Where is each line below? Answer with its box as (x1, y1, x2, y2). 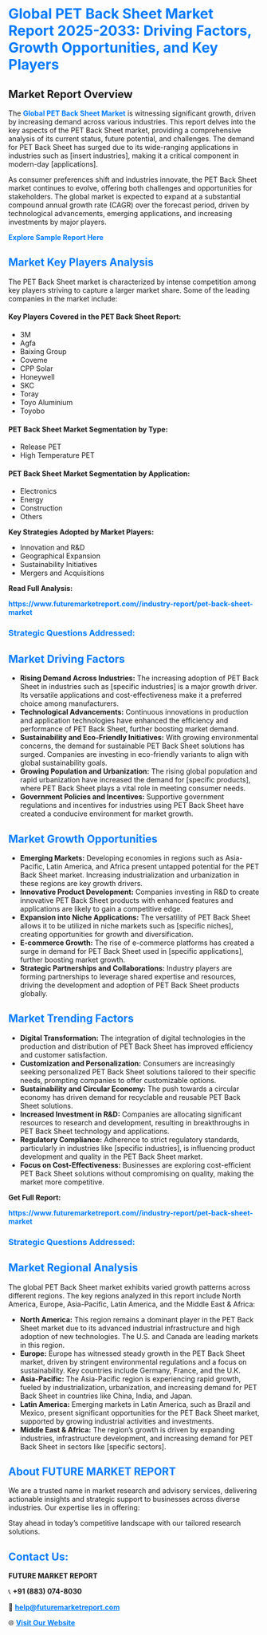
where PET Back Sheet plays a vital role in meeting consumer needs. (19, 783, 246, 794)
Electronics (19, 487, 57, 496)
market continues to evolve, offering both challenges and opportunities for (8, 183, 253, 192)
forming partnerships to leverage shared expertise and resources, (19, 971, 237, 981)
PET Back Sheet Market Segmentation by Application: (8, 468, 190, 479)
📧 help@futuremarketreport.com (8, 1602, 120, 1612)
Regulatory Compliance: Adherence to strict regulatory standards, (19, 1134, 240, 1144)
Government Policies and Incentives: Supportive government (19, 792, 225, 802)
